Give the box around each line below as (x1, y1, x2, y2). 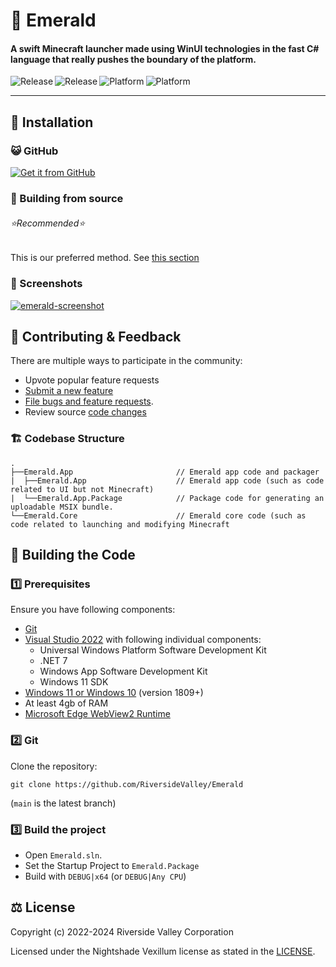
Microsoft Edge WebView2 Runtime (24, 708, 171, 720)
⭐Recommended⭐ (10, 217, 86, 229)
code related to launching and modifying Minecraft (10, 519, 230, 529)
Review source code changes (24, 406, 147, 418)
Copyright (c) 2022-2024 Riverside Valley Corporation (10, 925, 234, 938)
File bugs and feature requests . (24, 395, 154, 408)
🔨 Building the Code (10, 547, 136, 563)
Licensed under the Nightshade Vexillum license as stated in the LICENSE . (10, 945, 316, 957)
